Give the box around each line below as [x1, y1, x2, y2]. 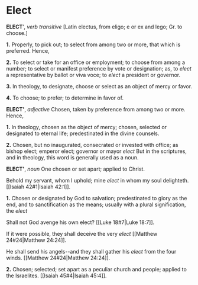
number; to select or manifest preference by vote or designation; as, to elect [6, 65, 192, 72]
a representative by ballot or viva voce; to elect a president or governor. [6, 71, 181, 78]
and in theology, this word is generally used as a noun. [6, 153, 139, 161]
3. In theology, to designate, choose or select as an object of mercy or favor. [6, 82, 193, 89]
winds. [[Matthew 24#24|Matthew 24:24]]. [6, 254, 111, 261]
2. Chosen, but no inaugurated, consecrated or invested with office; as [6, 141, 178, 148]
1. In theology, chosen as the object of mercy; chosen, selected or [6, 123, 167, 130]
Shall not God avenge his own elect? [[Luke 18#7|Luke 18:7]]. [6, 219, 155, 226]
